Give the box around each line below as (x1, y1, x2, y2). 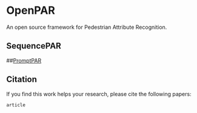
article (6, 102, 26, 108)
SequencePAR (6, 41, 62, 51)
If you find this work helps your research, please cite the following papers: (6, 90, 192, 97)
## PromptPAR (6, 56, 42, 64)
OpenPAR (6, 4, 56, 17)
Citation (6, 75, 38, 85)
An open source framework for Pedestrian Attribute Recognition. (6, 23, 167, 31)
